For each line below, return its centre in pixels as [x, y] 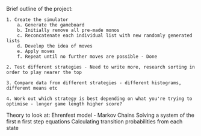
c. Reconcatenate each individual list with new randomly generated [105, 36]
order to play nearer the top [44, 72]
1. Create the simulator [37, 20]
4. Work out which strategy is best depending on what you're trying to [99, 99]
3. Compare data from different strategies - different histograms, [94, 83]
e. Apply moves [36, 51]
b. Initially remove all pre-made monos [68, 30]
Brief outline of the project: [40, 9]
